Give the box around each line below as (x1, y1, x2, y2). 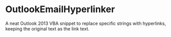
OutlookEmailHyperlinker (5, 4, 115, 15)
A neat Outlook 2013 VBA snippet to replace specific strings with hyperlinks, (5, 20, 166, 26)
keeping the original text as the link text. (5, 25, 90, 31)
